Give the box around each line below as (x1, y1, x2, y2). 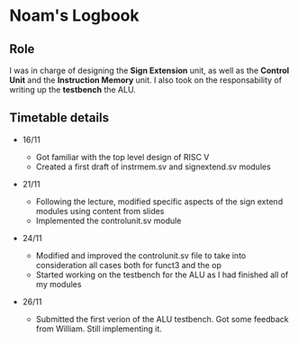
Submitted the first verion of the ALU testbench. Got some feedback (35, 313, 290, 324)
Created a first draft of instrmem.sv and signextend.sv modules (35, 161, 272, 172)
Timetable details (9, 110, 110, 126)
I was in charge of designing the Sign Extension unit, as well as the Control (9, 65, 290, 76)
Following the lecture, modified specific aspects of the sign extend (35, 195, 284, 207)
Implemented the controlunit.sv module (35, 215, 182, 226)
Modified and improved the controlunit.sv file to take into (35, 249, 247, 261)
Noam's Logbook (9, 5, 140, 26)
